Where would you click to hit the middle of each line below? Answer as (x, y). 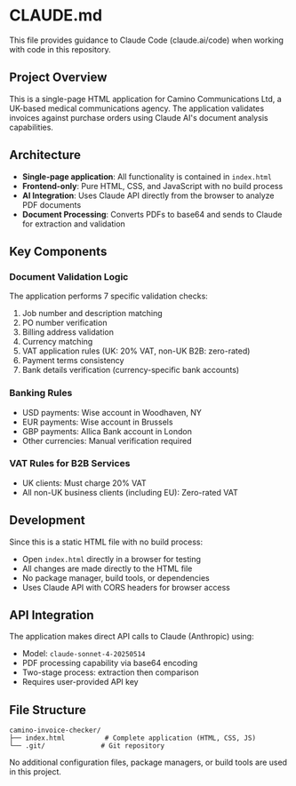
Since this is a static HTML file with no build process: (106, 542)
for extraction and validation (74, 224)
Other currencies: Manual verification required (107, 441)
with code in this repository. (60, 49)
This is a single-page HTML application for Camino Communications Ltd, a (145, 99)
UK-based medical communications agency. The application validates (137, 108)
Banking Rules (41, 393)
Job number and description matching (92, 314)
